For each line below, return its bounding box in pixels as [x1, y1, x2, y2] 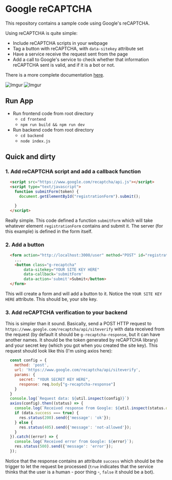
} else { [14, 420, 33, 425]
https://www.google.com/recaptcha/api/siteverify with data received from [5, 326, 165, 332]
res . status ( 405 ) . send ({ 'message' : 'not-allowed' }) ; [18, 424, 132, 430]
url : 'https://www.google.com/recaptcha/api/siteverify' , [14, 367, 141, 373]
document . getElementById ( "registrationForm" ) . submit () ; [18, 194, 141, 199]
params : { [14, 372, 36, 378]
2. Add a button [5, 241, 45, 248]
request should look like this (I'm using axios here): [5, 348, 113, 354]
